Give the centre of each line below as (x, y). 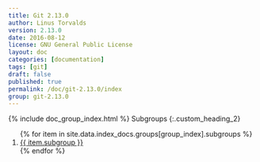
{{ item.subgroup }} (51, 142)
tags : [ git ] (28, 67)
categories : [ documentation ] (56, 60)
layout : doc (28, 52)
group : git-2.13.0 (38, 96)
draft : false (30, 74)
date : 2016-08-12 (37, 38)
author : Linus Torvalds (48, 23)
